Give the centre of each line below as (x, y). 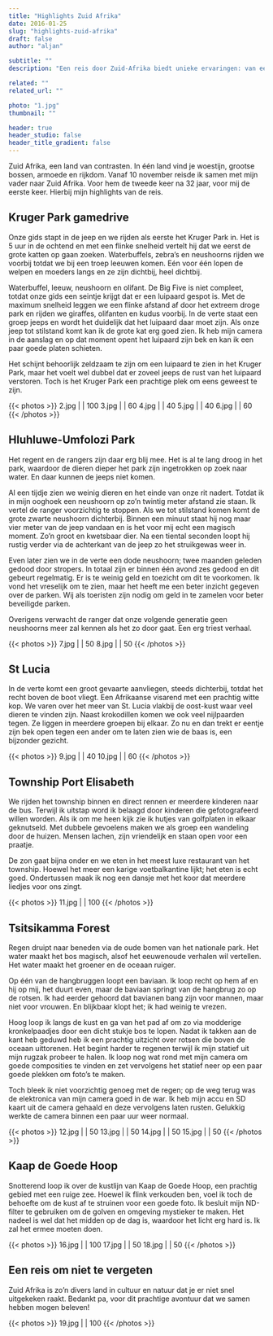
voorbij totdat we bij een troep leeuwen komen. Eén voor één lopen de (126, 263)
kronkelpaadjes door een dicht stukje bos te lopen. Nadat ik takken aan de (133, 1032)
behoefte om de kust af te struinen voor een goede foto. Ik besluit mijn (126, 1202)
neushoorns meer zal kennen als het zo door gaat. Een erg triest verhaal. (130, 628)
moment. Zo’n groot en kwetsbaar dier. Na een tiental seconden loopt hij (129, 536)
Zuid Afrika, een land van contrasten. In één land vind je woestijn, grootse (132, 166)
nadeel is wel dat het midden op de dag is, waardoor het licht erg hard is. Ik (134, 1220)
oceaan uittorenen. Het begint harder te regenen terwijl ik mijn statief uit (129, 1049)
